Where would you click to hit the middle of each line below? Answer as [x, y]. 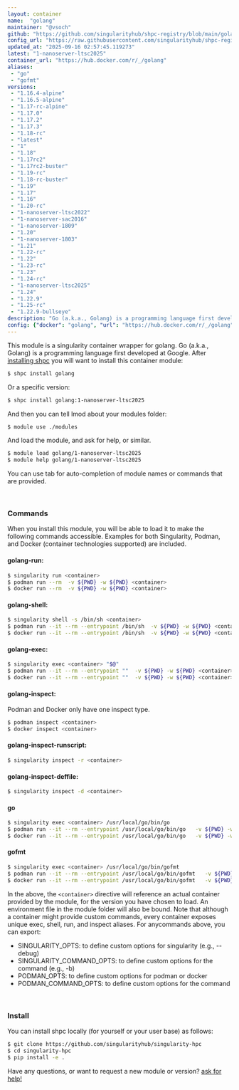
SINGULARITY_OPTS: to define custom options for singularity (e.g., [116, 945]
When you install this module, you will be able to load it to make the [106, 529]
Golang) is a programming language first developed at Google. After [107, 352]
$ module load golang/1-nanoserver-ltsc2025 [74, 454]
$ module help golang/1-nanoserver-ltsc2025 [74, 460]
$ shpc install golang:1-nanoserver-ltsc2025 [76, 400]
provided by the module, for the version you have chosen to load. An [108, 901]
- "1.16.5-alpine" [38, 100]
